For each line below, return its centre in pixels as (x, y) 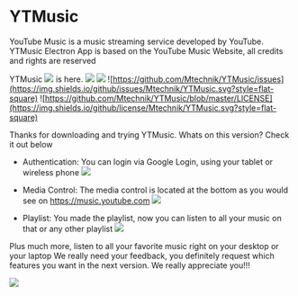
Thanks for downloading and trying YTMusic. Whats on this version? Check (149, 135)
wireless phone (50, 172)
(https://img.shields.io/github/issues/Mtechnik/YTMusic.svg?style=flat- (142, 88)
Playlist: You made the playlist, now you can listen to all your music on (152, 218)
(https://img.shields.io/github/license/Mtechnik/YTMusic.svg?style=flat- (143, 108)
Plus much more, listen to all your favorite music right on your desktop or (144, 246)
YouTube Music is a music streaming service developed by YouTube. (136, 41)
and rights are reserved (53, 60)
